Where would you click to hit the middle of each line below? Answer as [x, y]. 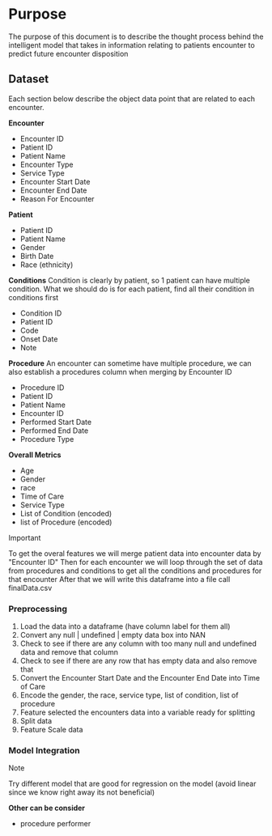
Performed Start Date [55, 422]
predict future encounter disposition [68, 53]
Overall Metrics [35, 455]
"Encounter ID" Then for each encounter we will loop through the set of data [136, 562]
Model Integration [44, 750]
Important [25, 537]
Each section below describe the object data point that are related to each [132, 99]
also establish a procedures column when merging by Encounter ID [120, 371]
